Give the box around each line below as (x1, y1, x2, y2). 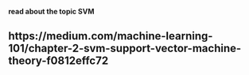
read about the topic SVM (8, 7, 95, 16)
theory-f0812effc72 (8, 54, 109, 68)
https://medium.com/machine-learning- (8, 29, 213, 43)
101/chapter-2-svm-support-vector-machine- (8, 42, 242, 55)
